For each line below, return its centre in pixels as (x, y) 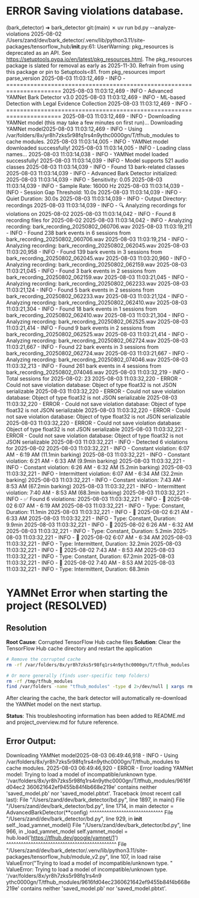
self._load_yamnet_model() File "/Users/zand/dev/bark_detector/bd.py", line (99, 825)
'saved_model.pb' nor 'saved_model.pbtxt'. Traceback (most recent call (94, 794)
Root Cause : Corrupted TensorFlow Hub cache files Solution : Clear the (94, 642)
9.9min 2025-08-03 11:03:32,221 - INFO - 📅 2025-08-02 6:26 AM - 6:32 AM (100, 524)
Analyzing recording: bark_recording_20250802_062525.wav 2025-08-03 (97, 321)
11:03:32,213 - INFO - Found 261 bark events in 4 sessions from (84, 366)
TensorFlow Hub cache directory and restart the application (79, 648)
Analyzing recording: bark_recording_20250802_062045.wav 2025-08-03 (97, 245)
